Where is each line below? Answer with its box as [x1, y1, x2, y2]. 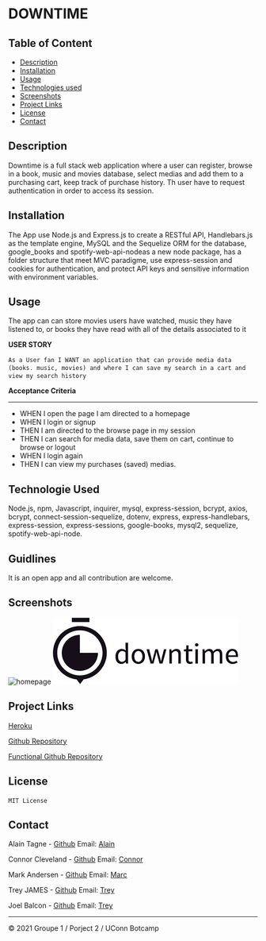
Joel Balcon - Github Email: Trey [8, 901, 113, 910]
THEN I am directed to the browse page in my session [19, 426, 196, 435]
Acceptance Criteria [8, 386, 77, 395]
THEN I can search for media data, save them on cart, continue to [19, 434, 234, 444]
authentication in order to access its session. [8, 186, 154, 195]
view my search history [8, 372, 87, 380]
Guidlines [8, 552, 57, 565]
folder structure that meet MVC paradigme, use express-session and [8, 255, 233, 264]
